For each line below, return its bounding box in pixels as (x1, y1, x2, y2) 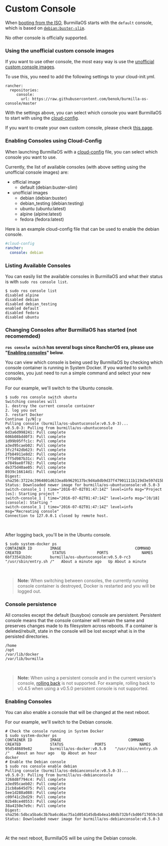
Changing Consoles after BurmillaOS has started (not (5, 327, 137, 334)
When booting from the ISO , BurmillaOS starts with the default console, (5, 20, 153, 26)
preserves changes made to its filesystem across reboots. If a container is (5, 623, 157, 629)
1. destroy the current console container (5, 403, 95, 408)
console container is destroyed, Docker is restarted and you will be (17, 583, 155, 589)
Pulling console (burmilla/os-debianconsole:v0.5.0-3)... (5, 768, 128, 773)
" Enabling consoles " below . (5, 349, 64, 355)
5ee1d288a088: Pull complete (5, 790, 66, 795)
